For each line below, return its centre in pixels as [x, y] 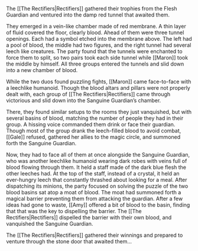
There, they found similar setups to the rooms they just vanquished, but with [99, 112]
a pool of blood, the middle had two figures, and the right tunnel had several [99, 45]
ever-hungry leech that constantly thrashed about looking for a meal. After [97, 180]
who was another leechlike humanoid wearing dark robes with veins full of [97, 161]
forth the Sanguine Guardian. [41, 143]
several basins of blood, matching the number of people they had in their [95, 118]
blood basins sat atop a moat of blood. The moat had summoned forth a [94, 192]
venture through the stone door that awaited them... [69, 241]
